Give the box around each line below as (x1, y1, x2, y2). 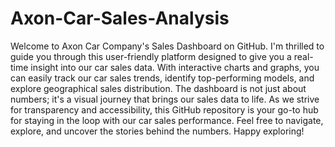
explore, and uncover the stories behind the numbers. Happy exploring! (10, 125, 305, 137)
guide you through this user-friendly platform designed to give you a (10, 50, 292, 62)
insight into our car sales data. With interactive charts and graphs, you (30, 61, 320, 73)
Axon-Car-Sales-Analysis (10, 7, 230, 30)
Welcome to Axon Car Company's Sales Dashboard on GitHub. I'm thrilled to (10, 40, 325, 52)
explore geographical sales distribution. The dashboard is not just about (10, 82, 307, 94)
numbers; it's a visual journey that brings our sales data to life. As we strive (10, 93, 320, 105)
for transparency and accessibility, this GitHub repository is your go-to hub (10, 103, 319, 116)
